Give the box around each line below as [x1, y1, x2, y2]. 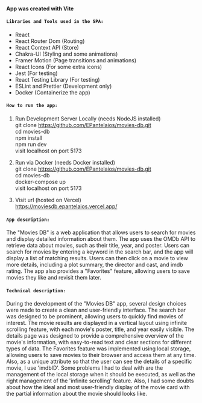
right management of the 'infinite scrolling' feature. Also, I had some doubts [6, 377, 194, 384]
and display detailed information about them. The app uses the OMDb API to [6, 235, 196, 243]
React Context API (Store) [14, 44, 80, 51]
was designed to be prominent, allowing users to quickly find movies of [6, 313, 183, 320]
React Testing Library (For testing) [14, 76, 101, 83]
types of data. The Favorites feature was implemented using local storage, [6, 345, 191, 352]
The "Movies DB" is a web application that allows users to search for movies [6, 229, 196, 236]
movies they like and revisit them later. [6, 274, 101, 281]
